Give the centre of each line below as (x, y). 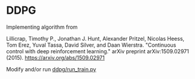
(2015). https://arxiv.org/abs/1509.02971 (55, 57)
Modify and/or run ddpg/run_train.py (51, 69)
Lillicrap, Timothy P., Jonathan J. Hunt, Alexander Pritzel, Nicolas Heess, (95, 38)
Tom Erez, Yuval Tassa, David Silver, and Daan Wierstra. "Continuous (91, 45)
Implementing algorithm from (42, 27)
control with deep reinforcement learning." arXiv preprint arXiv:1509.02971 (98, 51)
